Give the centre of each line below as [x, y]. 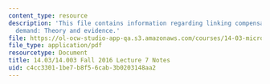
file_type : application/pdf [55, 46]
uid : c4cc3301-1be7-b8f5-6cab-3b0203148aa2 [82, 68]
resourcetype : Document [48, 53]
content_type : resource [48, 16]
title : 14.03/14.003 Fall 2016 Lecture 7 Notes [90, 61]
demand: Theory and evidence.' [68, 30]
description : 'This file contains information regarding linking [120, 23]
